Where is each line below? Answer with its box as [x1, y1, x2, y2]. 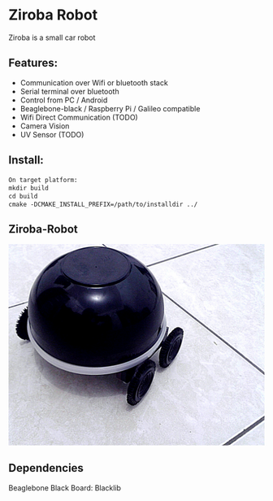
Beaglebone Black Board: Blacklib [8, 482, 122, 493]
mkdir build [8, 184, 49, 192]
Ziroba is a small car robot [8, 33, 96, 42]
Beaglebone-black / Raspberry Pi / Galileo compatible [19, 103, 201, 113]
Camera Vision [19, 120, 70, 131]
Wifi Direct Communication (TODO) [19, 112, 138, 122]
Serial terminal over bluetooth [19, 86, 119, 96]
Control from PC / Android [19, 95, 108, 105]
